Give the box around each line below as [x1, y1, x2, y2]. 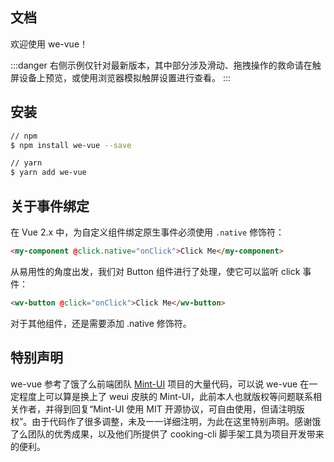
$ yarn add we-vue [10, 168, 87, 178]
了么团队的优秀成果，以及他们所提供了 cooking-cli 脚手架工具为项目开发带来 [10, 428, 325, 440]
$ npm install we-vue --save [10, 140, 132, 150]
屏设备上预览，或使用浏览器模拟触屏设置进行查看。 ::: [10, 71, 232, 83]
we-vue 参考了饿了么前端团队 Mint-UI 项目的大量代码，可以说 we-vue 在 [10, 378, 310, 390]
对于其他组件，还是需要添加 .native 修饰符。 [10, 317, 192, 329]
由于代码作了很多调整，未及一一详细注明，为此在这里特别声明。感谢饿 [31, 415, 322, 427]
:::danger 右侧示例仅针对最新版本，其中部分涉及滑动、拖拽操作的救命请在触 [10, 59, 322, 71]
